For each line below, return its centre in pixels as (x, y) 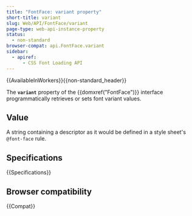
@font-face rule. (26, 139)
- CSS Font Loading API (53, 63)
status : (16, 35)
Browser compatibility (49, 191)
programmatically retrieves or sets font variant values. (74, 99)
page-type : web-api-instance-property (55, 29)
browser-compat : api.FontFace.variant (55, 46)
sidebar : (17, 52)
